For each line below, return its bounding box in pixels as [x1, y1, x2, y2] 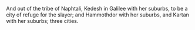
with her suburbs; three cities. [6, 18, 79, 24]
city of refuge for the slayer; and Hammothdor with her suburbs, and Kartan [6, 11, 190, 18]
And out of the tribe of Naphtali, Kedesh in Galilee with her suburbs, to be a [6, 5, 188, 12]
